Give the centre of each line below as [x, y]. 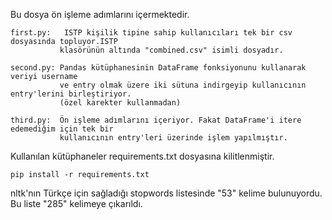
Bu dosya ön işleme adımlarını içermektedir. [100, 14]
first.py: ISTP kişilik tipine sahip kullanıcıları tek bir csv [151, 33]
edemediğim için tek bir [62, 129]
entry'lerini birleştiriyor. [71, 94]
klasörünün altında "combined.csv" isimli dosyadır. [171, 50]
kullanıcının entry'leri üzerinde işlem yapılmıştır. [173, 138]
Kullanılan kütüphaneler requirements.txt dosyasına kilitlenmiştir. [142, 156]
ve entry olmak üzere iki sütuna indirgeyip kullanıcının [183, 85]
